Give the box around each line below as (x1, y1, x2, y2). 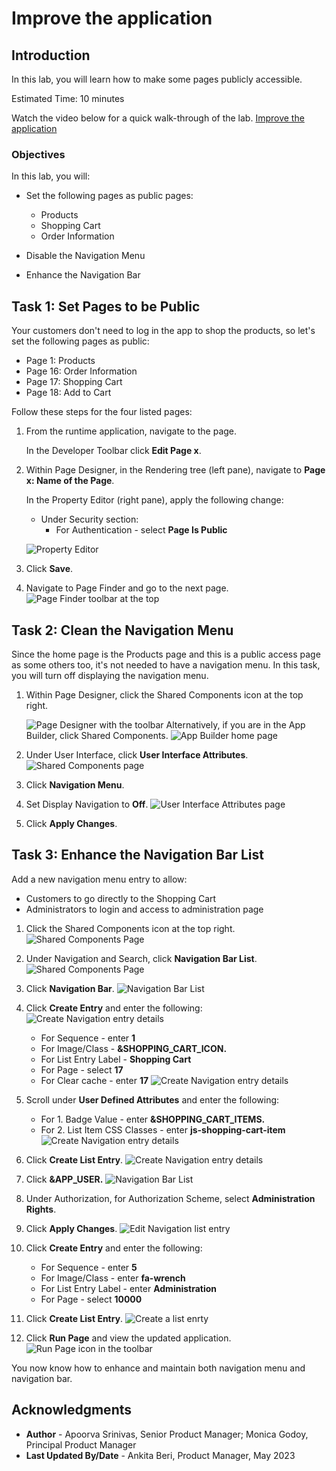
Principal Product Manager (25, 1438, 137, 1451)
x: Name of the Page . (25, 475, 115, 487)
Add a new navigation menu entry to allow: (11, 873, 188, 885)
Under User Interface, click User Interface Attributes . (25, 748, 249, 761)
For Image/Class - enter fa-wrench (40, 1272, 186, 1284)
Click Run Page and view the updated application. (25, 1332, 232, 1344)
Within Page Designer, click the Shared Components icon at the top (25, 688, 304, 701)
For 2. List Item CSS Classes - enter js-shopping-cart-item (40, 1123, 286, 1136)
